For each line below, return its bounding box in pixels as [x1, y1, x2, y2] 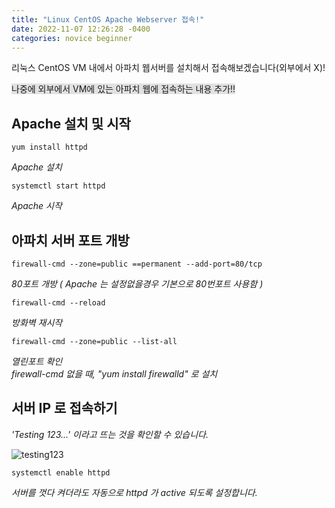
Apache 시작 [11, 200, 63, 212]
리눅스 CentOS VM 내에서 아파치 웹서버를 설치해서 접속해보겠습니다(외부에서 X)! [11, 62, 326, 74]
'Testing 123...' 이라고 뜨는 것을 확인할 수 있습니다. [11, 428, 209, 440]
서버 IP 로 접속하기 [11, 400, 118, 417]
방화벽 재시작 [11, 317, 63, 328]
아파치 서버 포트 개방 [11, 232, 130, 249]
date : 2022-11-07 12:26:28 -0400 [11, 24, 151, 34]
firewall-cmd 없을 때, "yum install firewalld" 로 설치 [11, 368, 218, 380]
